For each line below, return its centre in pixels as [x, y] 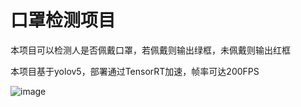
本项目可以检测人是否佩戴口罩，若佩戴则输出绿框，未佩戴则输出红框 [150, 50]
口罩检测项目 [63, 20]
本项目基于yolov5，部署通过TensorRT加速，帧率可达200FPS [135, 71]
